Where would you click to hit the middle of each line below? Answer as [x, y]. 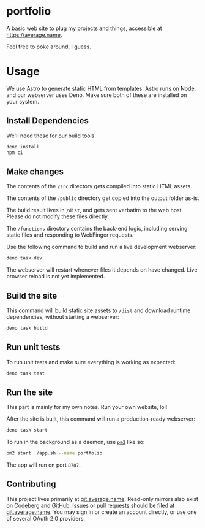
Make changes [35, 171]
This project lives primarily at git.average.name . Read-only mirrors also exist [102, 499]
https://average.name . [34, 34]
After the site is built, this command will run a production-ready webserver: [101, 419]
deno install [23, 147]
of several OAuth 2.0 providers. [46, 518]
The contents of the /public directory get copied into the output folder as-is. [103, 198]
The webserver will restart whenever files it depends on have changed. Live [102, 270]
